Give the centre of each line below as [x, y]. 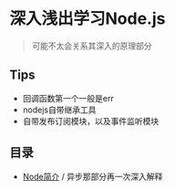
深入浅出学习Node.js [87, 19]
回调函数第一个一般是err [68, 98]
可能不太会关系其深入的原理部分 [92, 46]
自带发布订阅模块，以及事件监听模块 [91, 121]
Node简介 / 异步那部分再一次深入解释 [93, 176]
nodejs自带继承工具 [59, 110]
